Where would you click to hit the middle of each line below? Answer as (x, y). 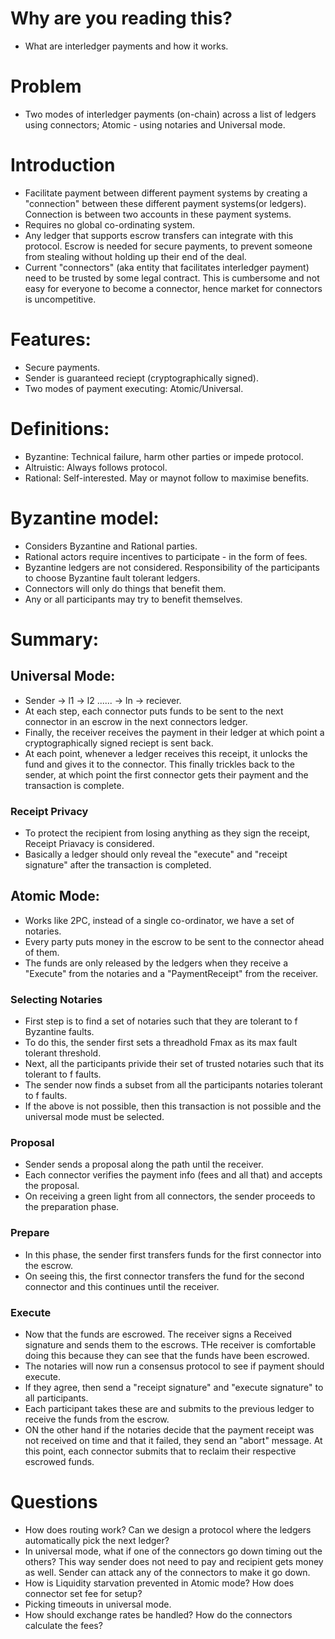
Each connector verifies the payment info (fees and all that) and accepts (173, 1175)
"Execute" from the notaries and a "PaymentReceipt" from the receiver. (171, 973)
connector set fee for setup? (83, 1593)
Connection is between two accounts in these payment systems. (158, 214)
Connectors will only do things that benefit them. (125, 588)
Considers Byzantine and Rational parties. (111, 546)
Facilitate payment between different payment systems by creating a (166, 193)
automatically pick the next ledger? (97, 1540)
